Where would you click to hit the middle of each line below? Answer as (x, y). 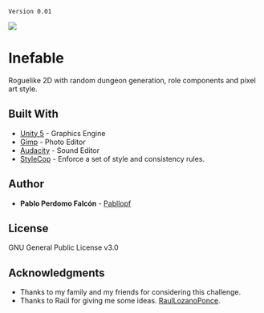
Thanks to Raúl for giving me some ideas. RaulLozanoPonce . (120, 301)
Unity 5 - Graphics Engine (63, 133)
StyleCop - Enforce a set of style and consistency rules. (112, 159)
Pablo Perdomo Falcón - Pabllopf (75, 203)
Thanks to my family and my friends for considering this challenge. (130, 292)
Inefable (36, 58)
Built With (33, 114)
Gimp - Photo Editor (53, 142)
